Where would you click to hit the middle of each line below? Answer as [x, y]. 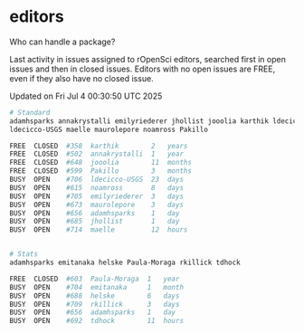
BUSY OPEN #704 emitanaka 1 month [96, 287]
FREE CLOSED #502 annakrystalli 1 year [96, 154]
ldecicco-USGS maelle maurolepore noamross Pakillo [109, 129]
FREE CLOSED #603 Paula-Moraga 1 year [95, 279]
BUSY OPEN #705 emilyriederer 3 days [96, 196]
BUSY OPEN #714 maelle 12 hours [99, 230]
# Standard [30, 112]
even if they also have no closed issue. [81, 78]
